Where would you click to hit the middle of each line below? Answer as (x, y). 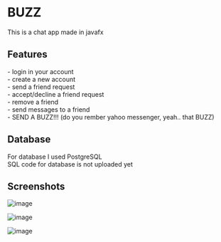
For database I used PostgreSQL (55, 157)
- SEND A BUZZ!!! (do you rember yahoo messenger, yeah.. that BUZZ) (111, 117)
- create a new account (42, 79)
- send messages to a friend (49, 109)
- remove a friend (33, 102)
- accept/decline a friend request (56, 94)
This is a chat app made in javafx (56, 32)
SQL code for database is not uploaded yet (70, 164)
